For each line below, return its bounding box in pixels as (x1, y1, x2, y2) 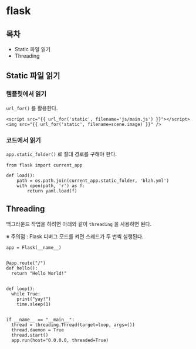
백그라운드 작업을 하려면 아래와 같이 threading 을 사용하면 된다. (6, 220, 152, 227)
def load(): (6, 172, 35, 178)
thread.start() (11, 332, 49, 338)
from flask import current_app (6, 162, 83, 168)
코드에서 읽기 (6, 136, 41, 144)
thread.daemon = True (11, 327, 65, 333)
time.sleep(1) (16, 301, 51, 307)
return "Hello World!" (11, 270, 67, 276)
